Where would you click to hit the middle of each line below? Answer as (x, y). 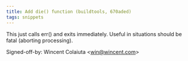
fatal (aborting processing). (40, 40)
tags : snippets (25, 17)
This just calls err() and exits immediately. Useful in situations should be (94, 34)
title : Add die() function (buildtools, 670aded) (69, 12)
